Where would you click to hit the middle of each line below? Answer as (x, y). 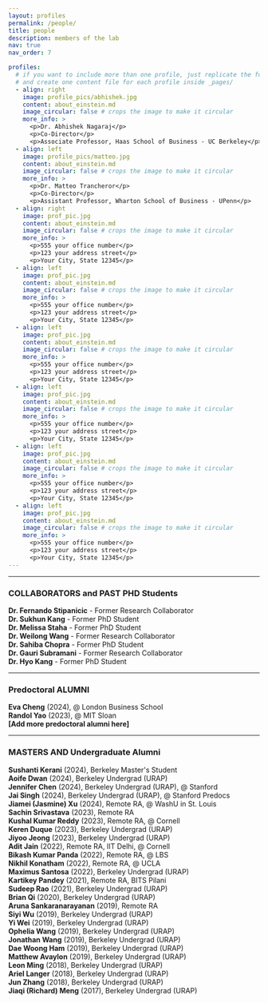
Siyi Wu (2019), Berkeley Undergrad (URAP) (81, 914)
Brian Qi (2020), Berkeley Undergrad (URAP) (82, 897)
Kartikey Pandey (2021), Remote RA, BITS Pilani (87, 880)
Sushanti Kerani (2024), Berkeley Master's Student (93, 770)
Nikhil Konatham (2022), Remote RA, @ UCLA (85, 863)
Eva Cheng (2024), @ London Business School (86, 707)
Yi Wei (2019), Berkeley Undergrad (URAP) (79, 922)
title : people (32, 30)
